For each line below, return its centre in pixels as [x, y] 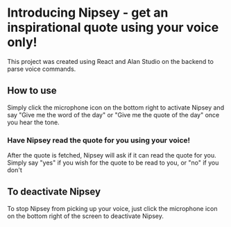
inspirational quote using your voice [113, 27]
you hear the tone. [34, 122]
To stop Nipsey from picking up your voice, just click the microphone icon [112, 208]
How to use [32, 91]
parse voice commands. [42, 69]
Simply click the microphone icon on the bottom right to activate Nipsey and [115, 107]
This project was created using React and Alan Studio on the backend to [110, 61]
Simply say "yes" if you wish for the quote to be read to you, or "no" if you [113, 163]
